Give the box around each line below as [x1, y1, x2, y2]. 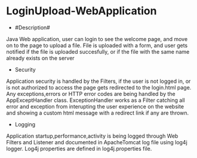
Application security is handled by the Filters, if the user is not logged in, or [6, 78, 191, 85]
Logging [14, 120, 36, 128]
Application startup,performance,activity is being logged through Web [6, 132, 178, 140]
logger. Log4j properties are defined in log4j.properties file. [6, 145, 152, 152]
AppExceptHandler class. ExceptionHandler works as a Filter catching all [6, 97, 185, 104]
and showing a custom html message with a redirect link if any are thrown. [6, 109, 189, 116]
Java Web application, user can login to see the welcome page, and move [6, 35, 188, 42]
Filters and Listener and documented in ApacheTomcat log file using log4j [6, 138, 188, 145]
